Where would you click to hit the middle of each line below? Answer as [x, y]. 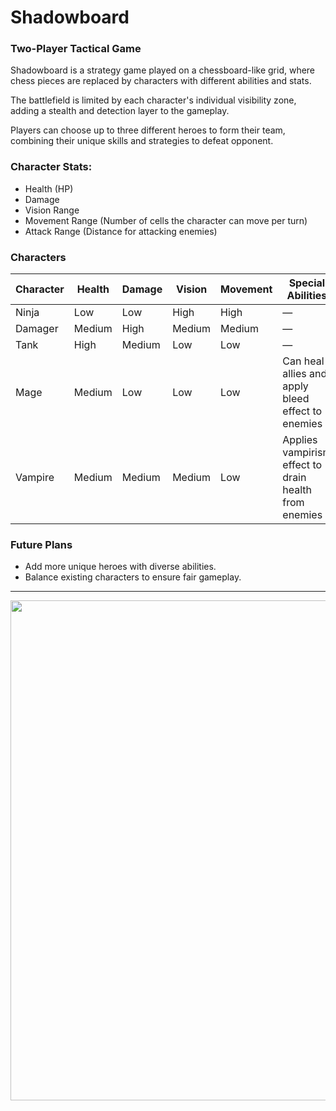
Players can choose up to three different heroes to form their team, [148, 130]
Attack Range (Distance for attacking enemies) [121, 231]
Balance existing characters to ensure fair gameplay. [133, 577]
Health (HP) [49, 188]
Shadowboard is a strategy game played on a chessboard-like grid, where [163, 70]
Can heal [303, 361]
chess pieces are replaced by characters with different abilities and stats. [161, 81]
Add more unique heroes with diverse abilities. [120, 567]
